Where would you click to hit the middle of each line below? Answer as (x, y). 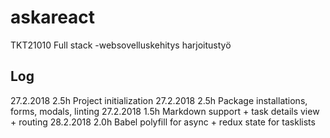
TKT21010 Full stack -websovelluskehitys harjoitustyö (121, 45)
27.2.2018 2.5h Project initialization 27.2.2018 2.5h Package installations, (159, 100)
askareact (53, 17)
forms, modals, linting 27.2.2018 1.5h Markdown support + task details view (165, 111)
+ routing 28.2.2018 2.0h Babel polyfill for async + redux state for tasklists (163, 122)
